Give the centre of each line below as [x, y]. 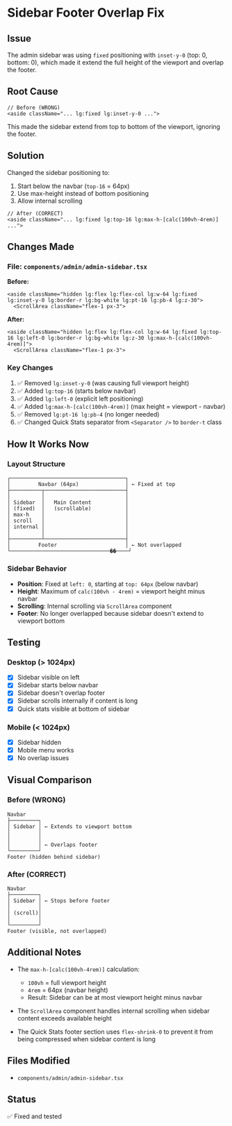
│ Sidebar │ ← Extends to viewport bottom [69, 826]
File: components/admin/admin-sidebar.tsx [77, 267]
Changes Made [41, 247]
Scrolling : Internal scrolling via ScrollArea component [94, 606]
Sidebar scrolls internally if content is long [77, 701]
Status [22, 1099]
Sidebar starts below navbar [58, 685]
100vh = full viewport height [67, 982]
